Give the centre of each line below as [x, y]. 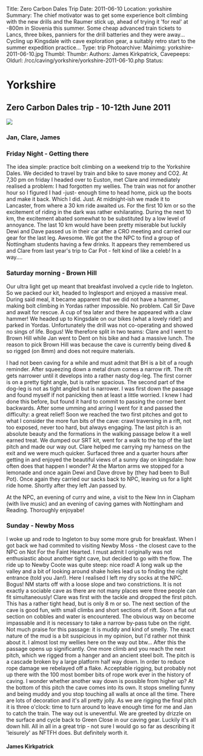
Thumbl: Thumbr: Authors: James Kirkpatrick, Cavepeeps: [118, 54]
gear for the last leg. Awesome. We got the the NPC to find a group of [93, 238]
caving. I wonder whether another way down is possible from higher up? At [100, 681]
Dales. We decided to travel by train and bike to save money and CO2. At [97, 173]
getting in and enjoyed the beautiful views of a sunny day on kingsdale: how [101, 459]
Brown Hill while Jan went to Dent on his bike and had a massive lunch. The [101, 338]
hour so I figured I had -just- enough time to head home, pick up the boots [99, 193]
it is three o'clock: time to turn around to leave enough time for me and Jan [99, 707]
